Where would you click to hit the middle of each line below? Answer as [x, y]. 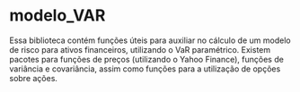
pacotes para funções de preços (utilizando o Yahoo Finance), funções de [147, 59]
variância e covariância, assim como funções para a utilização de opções [145, 69]
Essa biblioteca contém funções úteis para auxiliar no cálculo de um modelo [150, 40]
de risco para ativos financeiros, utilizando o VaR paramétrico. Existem [140, 49]
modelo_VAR [57, 16]
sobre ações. [34, 78]
